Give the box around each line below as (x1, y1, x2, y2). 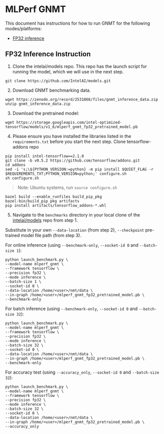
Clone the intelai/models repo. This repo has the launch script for (12, 63, 147, 69)
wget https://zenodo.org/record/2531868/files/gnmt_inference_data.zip (5, 97, 158, 102)
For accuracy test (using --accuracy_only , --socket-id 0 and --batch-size (5, 369, 159, 375)
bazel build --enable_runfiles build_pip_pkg (5, 194, 102, 199)
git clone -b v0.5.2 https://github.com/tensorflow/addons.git (5, 158, 140, 163)
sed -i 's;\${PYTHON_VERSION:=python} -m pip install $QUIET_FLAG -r (5, 167, 154, 172)
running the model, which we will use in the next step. (12, 68, 124, 75)
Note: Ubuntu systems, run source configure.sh (17, 184, 117, 190)
